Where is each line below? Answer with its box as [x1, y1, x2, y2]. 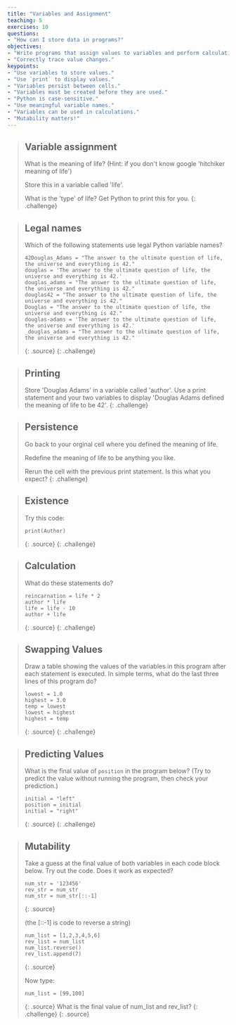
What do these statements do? [24, 578, 114, 587]
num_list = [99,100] [24, 990, 85, 997]
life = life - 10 [24, 604, 76, 612]
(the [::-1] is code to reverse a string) [24, 918, 131, 927]
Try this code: [24, 514, 65, 522]
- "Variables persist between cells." [7, 82, 121, 89]
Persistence [24, 421, 79, 433]
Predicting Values [24, 748, 104, 760]
